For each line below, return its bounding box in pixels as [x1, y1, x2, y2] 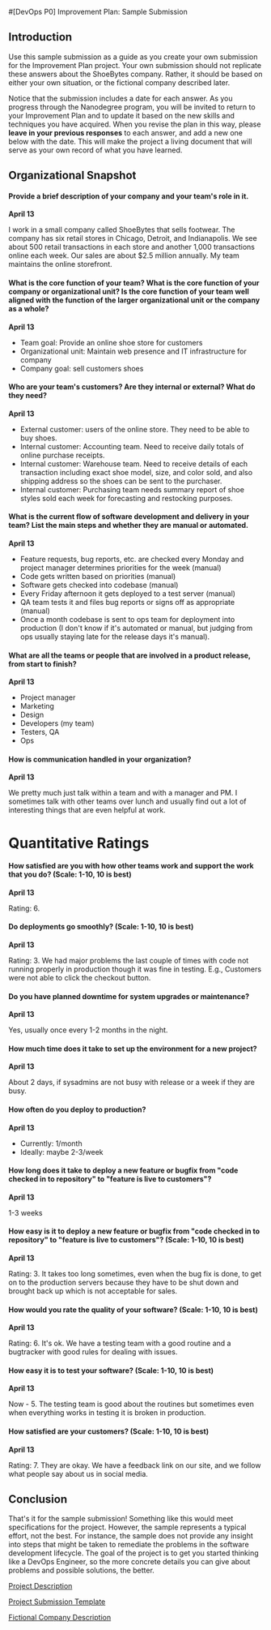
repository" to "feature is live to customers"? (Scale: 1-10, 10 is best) [8, 1235, 244, 1245]
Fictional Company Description [8, 1613, 112, 1623]
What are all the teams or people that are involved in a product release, [8, 650, 251, 660]
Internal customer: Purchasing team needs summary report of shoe [19, 484, 245, 494]
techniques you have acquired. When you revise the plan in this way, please [8, 119, 261, 129]
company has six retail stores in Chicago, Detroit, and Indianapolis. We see [8, 234, 257, 243]
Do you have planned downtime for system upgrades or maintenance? [8, 991, 250, 1001]
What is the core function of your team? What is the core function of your [8, 278, 260, 287]
